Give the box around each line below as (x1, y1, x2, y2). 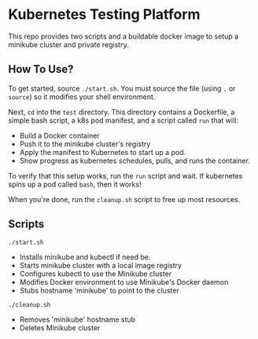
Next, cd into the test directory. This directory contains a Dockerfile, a (8, 107, 235, 116)
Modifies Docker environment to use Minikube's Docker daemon (19, 277, 229, 286)
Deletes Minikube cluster (19, 322, 101, 332)
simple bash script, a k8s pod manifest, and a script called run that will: (8, 116, 238, 125)
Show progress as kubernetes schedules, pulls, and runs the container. (19, 156, 250, 165)
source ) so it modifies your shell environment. (8, 92, 156, 101)
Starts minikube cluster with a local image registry (19, 260, 182, 270)
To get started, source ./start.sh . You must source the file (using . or (8, 83, 236, 93)
